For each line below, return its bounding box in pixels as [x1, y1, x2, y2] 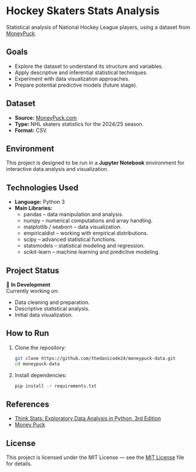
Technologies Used [6, 183, 78, 193]
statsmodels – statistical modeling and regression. [23, 242, 145, 249]
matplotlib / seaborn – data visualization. [23, 223, 122, 230]
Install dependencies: [14, 371, 67, 378]
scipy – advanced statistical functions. [23, 236, 117, 243]
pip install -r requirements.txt [14, 383, 97, 389]
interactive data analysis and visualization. [6, 166, 109, 173]
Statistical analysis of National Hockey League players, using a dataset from [6, 24, 190, 31]
